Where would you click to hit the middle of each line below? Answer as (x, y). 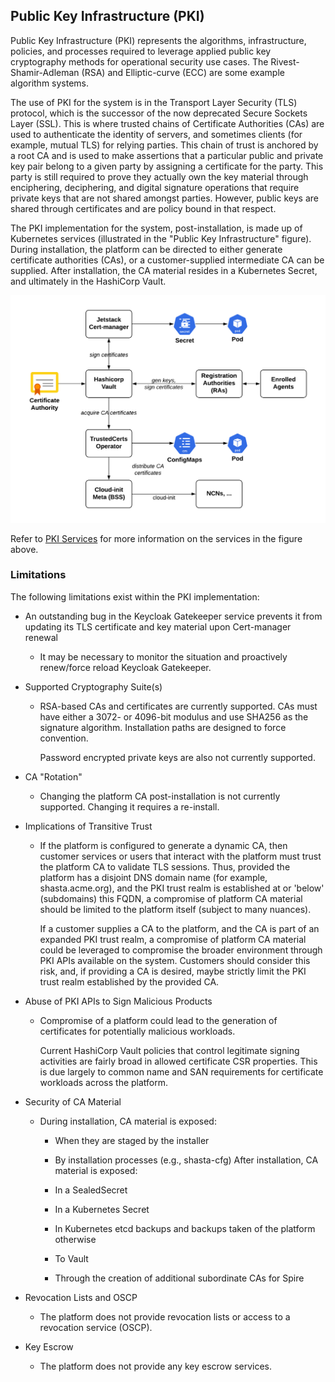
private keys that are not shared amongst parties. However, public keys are (164, 198)
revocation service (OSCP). (96, 1327)
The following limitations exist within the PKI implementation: (135, 596)
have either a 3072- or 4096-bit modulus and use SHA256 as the (174, 716)
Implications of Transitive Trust (88, 826)
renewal (41, 637)
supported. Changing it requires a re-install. (129, 806)
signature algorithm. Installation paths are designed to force (163, 727)
